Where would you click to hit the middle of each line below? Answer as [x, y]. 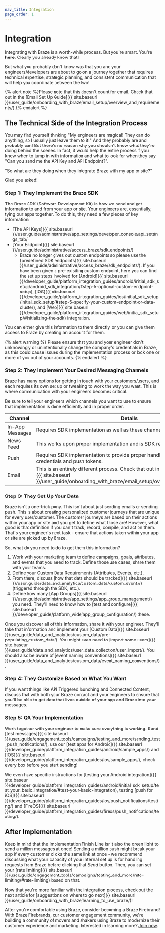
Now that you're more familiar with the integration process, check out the [79, 890]
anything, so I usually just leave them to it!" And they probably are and [76, 140]
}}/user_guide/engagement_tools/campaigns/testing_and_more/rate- [75, 875]
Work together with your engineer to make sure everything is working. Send [82, 729]
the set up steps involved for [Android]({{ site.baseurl [73, 276]
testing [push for [136, 790]
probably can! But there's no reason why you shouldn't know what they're [80, 146]
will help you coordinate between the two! [47, 83]
